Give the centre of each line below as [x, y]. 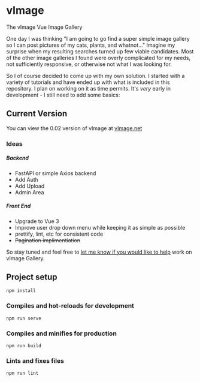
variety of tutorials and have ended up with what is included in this [88, 82]
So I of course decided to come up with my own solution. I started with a [96, 76]
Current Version [37, 114]
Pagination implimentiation [48, 240]
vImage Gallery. [25, 258]
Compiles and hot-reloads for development [70, 306]
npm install [21, 291]
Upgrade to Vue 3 [37, 221]
